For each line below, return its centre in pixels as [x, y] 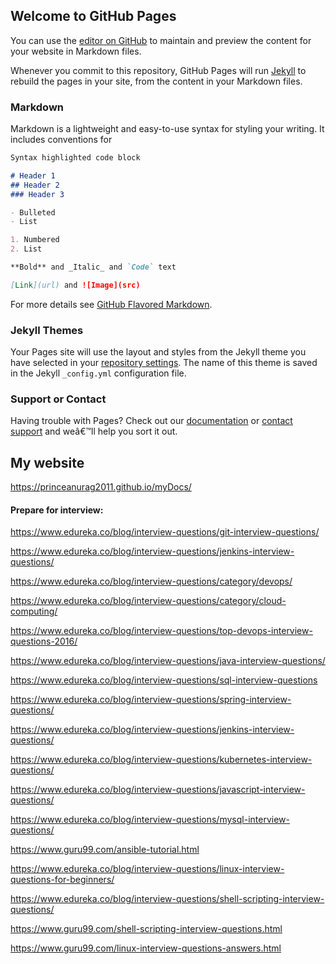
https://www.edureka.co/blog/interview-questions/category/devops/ [151, 581]
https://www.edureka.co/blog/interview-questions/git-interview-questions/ [165, 532]
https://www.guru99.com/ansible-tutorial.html [105, 850]
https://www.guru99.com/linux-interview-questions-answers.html [146, 948]
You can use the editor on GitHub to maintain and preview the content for [161, 40]
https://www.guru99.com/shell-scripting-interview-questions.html [146, 929]
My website [47, 462]
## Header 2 [35, 185]
